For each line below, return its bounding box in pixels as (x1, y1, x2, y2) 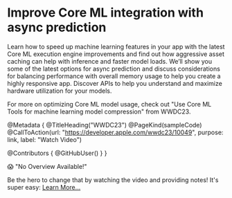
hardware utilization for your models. (7, 87, 112, 95)
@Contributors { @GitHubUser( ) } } (7, 149, 107, 157)
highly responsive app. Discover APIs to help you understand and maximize (7, 79, 223, 87)
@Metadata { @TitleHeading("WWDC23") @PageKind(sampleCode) (7, 120, 202, 129)
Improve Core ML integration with (7, 5, 204, 21)
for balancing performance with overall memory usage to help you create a (7, 71, 221, 80)
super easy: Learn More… (7, 183, 81, 191)
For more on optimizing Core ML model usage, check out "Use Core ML (7, 100, 212, 108)
